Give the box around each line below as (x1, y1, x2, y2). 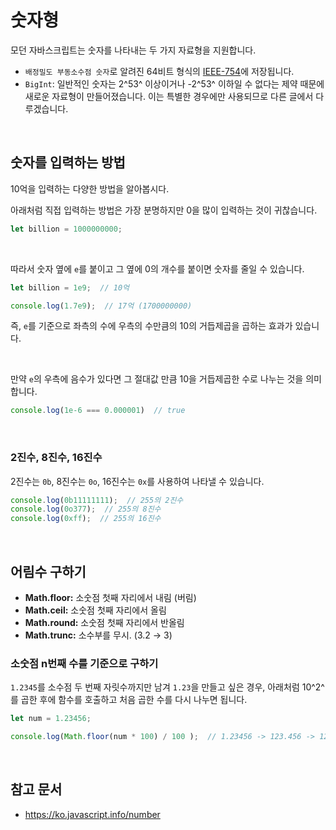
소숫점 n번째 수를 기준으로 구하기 (10, 656, 159, 670)
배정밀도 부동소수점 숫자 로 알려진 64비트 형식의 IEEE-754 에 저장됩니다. (24, 65, 295, 77)
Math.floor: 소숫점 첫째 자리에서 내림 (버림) (24, 591, 197, 603)
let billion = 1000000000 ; (10, 224, 123, 234)
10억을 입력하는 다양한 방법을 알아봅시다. (10, 182, 170, 195)
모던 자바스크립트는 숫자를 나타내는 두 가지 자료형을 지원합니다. (10, 44, 257, 56)
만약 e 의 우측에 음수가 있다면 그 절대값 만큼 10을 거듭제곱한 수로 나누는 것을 (10, 373, 304, 385)
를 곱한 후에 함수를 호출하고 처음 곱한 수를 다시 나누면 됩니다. (10, 694, 248, 706)
